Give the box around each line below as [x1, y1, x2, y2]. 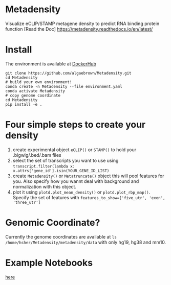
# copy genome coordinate [5, 93, 60, 98]
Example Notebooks [5, 257, 93, 269]
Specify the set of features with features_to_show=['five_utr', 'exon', [12, 194, 165, 200]
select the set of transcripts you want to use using [12, 157, 119, 163]
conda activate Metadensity [5, 88, 66, 93]
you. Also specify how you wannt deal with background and [12, 178, 139, 184]
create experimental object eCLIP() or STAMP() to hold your [12, 147, 137, 153]
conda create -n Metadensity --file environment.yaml [5, 84, 123, 89]
